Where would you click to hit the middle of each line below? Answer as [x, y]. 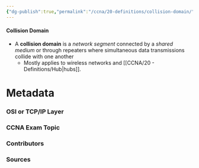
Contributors [25, 143]
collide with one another [44, 56]
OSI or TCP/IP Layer [35, 112]
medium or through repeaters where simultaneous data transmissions [99, 50]
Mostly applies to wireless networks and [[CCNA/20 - [89, 62]
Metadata [30, 93]
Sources [18, 159]
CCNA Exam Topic [33, 127]
